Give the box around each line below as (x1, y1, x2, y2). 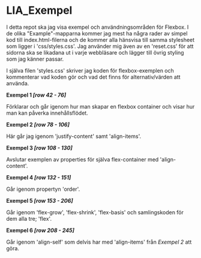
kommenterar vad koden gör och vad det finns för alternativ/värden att (6, 73, 181, 80)
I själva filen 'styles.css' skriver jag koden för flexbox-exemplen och (6, 67, 174, 74)
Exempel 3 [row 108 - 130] (6, 144, 73, 151)
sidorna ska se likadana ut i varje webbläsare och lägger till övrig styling (6, 49, 184, 56)
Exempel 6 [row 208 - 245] (6, 226, 75, 234)
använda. (6, 79, 29, 87)
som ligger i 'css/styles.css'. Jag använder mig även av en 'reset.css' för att (6, 43, 194, 50)
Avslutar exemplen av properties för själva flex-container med (6, 155, 159, 163)
